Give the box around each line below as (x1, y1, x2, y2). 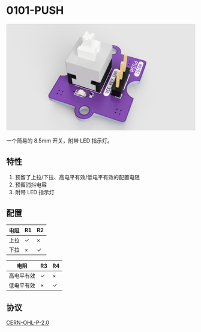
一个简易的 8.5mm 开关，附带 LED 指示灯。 (6, 137, 113, 144)
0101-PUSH (6, 4, 64, 17)
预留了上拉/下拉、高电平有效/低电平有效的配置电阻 (14, 174, 140, 181)
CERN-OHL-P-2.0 (6, 319, 50, 326)
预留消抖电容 (14, 181, 47, 188)
